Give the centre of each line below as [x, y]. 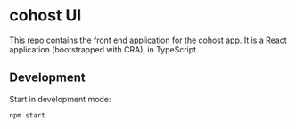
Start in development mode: [60, 99]
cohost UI [45, 16]
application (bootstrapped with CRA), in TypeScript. [104, 49]
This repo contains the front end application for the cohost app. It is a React [148, 40]
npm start [28, 115]
